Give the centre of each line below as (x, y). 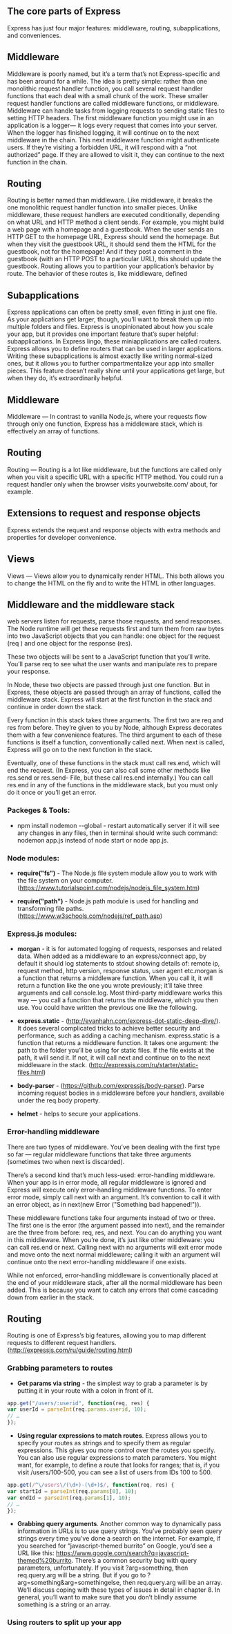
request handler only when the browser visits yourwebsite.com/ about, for (113, 484)
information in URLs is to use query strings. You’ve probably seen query (119, 1531)
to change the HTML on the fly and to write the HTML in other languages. (112, 583)
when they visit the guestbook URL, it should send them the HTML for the (112, 244)
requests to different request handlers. (62, 1343)
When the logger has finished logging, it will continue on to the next (103, 132)
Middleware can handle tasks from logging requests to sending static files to (116, 111)
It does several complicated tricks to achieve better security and (108, 1029)
